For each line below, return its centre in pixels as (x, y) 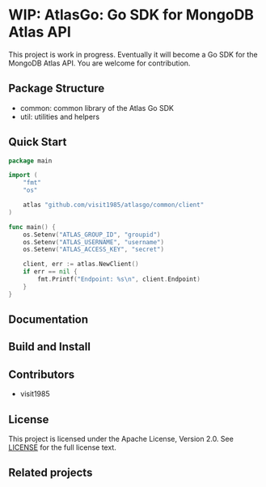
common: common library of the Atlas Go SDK (97, 108)
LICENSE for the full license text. (63, 447)
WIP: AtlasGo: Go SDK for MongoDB (131, 15)
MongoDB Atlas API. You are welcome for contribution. (99, 63)
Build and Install (50, 347)
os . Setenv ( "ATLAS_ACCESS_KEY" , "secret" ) (93, 250)
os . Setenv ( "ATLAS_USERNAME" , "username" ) (93, 242)
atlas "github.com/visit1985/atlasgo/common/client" (114, 205)
